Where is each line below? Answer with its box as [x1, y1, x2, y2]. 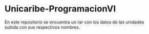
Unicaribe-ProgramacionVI [4, 3, 116, 14]
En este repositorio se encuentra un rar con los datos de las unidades [4, 19, 145, 25]
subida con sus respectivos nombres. [4, 24, 80, 30]
